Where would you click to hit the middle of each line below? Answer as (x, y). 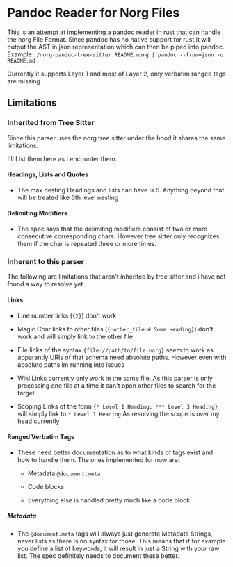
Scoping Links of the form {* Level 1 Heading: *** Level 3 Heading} (118, 406)
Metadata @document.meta (64, 473)
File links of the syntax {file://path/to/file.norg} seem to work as (115, 350)
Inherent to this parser (46, 261)
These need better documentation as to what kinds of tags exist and (115, 452)
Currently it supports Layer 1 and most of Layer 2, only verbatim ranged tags (116, 74)
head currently (38, 421)
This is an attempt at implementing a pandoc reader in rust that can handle (114, 32)
